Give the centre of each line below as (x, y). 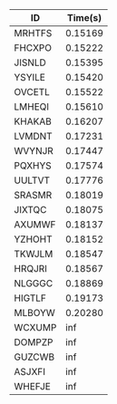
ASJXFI (30, 372)
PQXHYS (33, 165)
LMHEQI (32, 106)
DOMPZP (34, 342)
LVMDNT (33, 136)
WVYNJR (34, 151)
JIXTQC (30, 210)
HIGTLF (30, 298)
